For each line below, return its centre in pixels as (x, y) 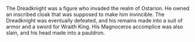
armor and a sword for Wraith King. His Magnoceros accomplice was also (95, 26)
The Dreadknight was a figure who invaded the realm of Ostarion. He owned (98, 8)
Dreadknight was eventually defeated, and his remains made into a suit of (94, 20)
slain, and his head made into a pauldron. (55, 33)
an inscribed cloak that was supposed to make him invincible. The (85, 14)
